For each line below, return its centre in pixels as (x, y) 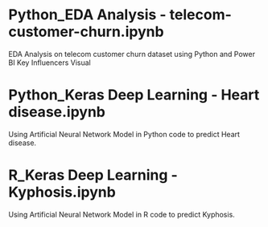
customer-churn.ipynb (86, 32)
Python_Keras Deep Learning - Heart (134, 95)
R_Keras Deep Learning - (93, 175)
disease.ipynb (57, 112)
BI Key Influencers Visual (49, 63)
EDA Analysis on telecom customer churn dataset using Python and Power (132, 54)
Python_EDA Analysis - (87, 15)
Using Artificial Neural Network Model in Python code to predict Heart (124, 134)
